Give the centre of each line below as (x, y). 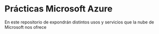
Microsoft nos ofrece (26, 27)
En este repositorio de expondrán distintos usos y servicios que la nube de (79, 22)
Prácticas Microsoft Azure (59, 9)
